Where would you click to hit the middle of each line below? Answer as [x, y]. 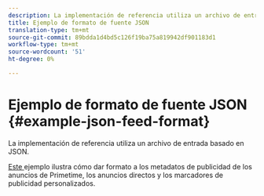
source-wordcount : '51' [47, 52]
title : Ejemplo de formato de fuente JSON [79, 23]
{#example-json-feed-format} [109, 122]
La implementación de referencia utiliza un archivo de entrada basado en [126, 143]
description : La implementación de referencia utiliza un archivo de [125, 15]
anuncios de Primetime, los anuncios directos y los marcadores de [116, 175]
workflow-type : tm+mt [44, 45]
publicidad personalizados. [52, 183]
